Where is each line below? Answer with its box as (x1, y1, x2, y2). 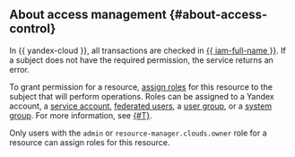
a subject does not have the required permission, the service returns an (9, 54, 273, 65)
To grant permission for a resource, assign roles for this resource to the (9, 81, 273, 92)
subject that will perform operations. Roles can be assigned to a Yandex (9, 91, 275, 101)
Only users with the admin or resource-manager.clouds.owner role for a (9, 127, 267, 138)
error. (9, 64, 30, 74)
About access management (9, 7, 168, 22)
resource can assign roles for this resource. (9, 136, 170, 147)
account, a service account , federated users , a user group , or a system (9, 100, 272, 111)
